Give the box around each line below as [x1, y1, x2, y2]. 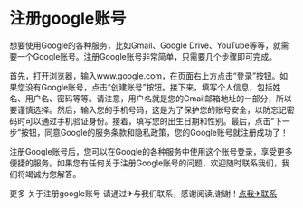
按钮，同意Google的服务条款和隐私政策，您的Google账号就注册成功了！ [21, 127, 289, 137]
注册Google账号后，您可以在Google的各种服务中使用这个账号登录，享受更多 [9, 146, 293, 156]
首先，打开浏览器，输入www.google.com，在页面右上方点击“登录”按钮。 [9, 70, 280, 81]
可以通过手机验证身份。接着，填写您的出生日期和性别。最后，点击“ [24, 115, 275, 127]
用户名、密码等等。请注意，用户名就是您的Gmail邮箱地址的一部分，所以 [24, 92, 292, 104]
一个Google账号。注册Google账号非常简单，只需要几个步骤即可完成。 [16, 51, 278, 61]
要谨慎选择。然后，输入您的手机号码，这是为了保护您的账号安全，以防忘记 [9, 104, 287, 115]
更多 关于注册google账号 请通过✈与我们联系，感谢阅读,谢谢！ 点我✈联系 [9, 187, 278, 199]
